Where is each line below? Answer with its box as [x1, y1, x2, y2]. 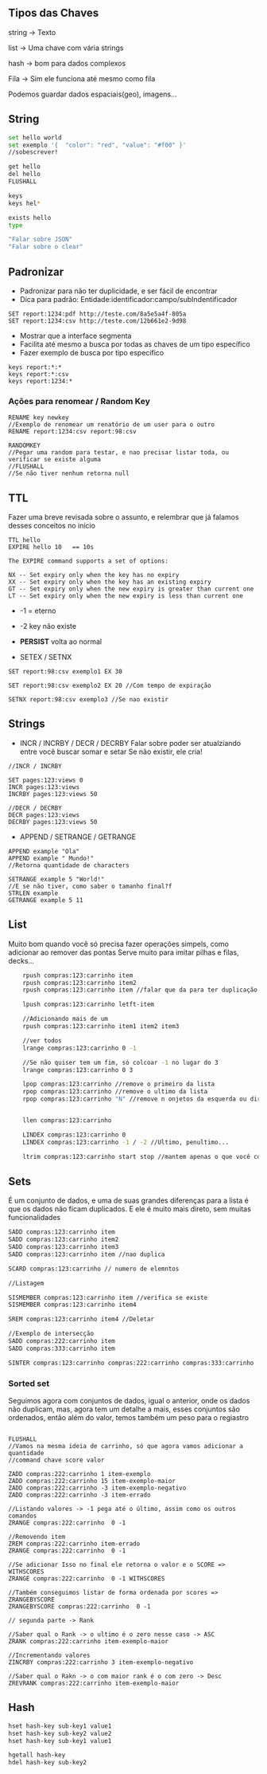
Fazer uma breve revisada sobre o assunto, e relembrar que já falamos [8, 512, 240, 522]
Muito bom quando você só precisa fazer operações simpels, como [8, 939, 229, 948]
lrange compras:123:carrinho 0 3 [22, 1066, 133, 1074]
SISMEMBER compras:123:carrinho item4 [8, 1301, 137, 1309]
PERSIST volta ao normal [19, 637, 102, 646]
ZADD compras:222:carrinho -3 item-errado [8, 1491, 151, 1499]
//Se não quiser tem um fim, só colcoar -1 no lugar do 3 [22, 1058, 219, 1066]
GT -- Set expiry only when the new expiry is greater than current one [8, 585, 254, 593]
